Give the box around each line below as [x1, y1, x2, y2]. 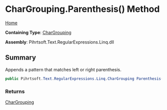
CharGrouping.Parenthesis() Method [5, 3, 160, 15]
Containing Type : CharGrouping [5, 29, 72, 35]
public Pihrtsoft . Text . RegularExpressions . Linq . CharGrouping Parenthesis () [5, 76, 166, 81]
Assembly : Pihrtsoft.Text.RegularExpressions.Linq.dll [5, 39, 114, 45]
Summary [5, 54, 36, 62]
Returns [5, 88, 25, 95]
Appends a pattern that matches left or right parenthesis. [5, 66, 122, 72]
